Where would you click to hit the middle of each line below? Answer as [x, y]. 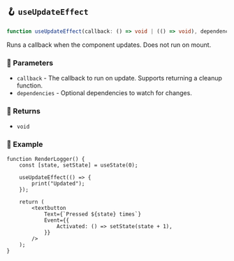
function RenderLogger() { [46, 159]
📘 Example [25, 144]
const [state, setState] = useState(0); [79, 165]
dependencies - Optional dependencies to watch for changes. [104, 92]
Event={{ [57, 220]
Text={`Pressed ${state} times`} [92, 214]
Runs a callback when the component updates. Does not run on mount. [109, 45]
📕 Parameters [30, 63]
